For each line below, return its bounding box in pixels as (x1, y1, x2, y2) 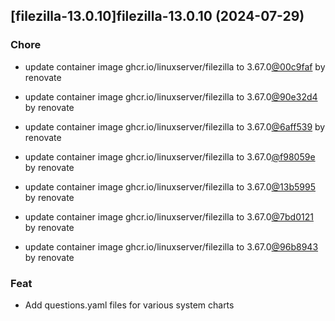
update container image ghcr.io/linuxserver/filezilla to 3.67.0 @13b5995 (24, 180, 316, 193)
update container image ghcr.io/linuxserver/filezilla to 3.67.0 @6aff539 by (24, 120, 326, 133)
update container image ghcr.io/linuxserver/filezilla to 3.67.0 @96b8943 (24, 240, 319, 253)
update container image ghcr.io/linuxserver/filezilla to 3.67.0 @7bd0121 (24, 210, 314, 223)
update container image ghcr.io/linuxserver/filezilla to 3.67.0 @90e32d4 (24, 90, 318, 103)
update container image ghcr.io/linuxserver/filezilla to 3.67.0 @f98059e (24, 150, 316, 163)
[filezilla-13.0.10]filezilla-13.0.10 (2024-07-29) (10, 8, 305, 25)
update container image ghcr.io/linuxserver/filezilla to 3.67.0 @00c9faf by (24, 60, 326, 73)
